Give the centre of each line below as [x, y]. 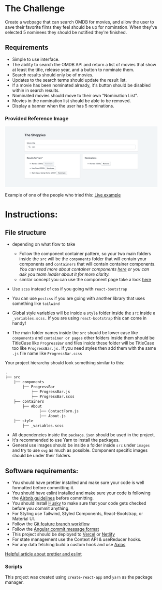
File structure [26, 232]
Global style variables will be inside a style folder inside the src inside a [84, 313]
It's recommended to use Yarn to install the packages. [66, 440]
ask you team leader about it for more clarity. [65, 274]
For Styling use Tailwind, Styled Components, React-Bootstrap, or [78, 513]
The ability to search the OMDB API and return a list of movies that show [84, 64]
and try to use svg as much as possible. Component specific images [80, 450]
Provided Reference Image [37, 118]
